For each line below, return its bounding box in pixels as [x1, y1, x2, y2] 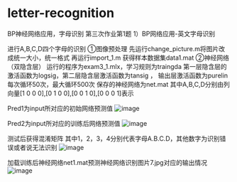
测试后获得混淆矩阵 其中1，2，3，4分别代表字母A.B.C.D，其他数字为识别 [7, 134, 220, 143]
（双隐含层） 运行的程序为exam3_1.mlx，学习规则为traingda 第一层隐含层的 [7, 62, 227, 70]
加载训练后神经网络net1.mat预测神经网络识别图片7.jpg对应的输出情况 [7, 158, 208, 166]
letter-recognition [7, 5, 115, 21]
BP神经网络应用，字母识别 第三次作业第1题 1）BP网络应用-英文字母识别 [7, 29, 215, 38]
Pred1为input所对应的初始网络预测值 [7, 104, 114, 112]
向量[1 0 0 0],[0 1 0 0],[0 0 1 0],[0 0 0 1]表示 [7, 89, 134, 97]
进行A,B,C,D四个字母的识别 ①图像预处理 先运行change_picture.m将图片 [7, 44, 219, 53]
